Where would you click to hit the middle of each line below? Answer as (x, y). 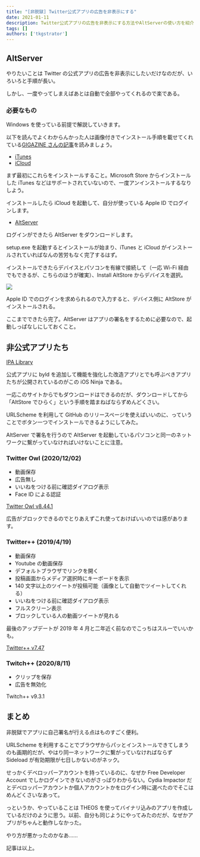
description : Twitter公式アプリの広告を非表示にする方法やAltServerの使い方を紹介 (100, 23)
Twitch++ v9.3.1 (25, 696)
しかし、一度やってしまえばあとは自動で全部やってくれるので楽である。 (95, 93)
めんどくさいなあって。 (35, 795)
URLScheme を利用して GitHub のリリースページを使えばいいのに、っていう (99, 415)
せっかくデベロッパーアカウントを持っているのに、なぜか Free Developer (96, 772)
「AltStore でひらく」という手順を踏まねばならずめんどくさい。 (84, 402)
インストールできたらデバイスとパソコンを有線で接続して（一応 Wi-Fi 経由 (98, 268)
